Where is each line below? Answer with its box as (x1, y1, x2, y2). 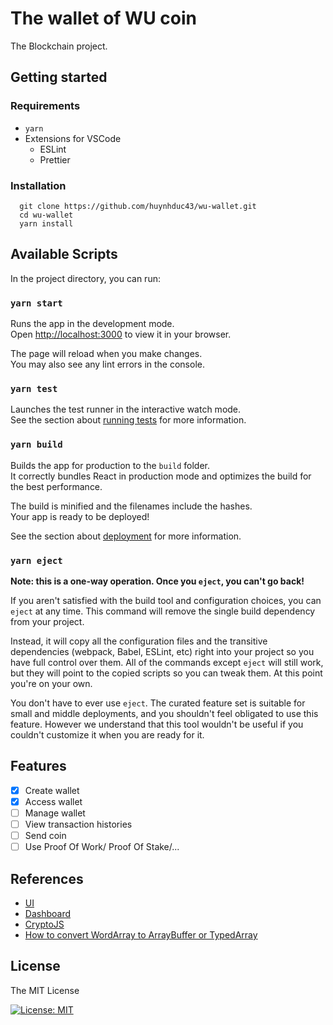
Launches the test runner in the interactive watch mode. (10, 403, 242, 416)
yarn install (19, 218, 74, 229)
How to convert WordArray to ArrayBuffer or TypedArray (24, 928, 258, 941)
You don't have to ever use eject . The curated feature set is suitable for (10, 697, 306, 709)
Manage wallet (24, 807, 86, 819)
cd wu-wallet (19, 210, 74, 220)
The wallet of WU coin (10, 7, 197, 30)
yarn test (10, 383, 58, 394)
